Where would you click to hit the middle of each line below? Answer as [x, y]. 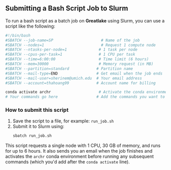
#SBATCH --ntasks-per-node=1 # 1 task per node [72, 50]
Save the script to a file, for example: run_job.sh [63, 121]
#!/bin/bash [18, 35]
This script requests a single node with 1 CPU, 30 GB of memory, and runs [83, 145]
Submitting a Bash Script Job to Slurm [67, 8]
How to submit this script [37, 110]
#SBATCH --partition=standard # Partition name [69, 68]
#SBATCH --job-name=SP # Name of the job [73, 40]
